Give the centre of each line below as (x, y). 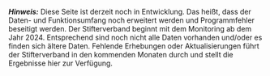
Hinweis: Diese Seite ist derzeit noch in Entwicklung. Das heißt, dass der (130, 12)
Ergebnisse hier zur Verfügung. (61, 63)
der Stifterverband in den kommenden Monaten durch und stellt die (121, 55)
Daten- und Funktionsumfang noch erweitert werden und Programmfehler (132, 20)
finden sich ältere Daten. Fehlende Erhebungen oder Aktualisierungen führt (134, 46)
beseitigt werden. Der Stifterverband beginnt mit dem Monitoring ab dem (130, 29)
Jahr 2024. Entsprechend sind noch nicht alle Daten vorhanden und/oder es (135, 37)
